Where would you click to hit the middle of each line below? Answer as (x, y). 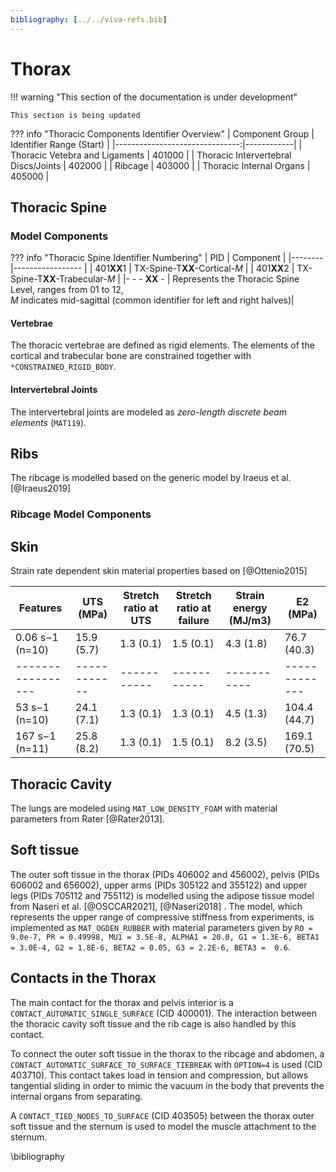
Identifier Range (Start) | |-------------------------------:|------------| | (156, 144)
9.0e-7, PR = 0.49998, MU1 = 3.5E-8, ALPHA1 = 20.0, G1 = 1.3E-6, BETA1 (165, 937)
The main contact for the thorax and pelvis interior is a (122, 1002)
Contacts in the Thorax (83, 978)
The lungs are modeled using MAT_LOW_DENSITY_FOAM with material (144, 808)
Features (40, 608)
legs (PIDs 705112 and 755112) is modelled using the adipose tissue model (162, 895)
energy (250, 608)
